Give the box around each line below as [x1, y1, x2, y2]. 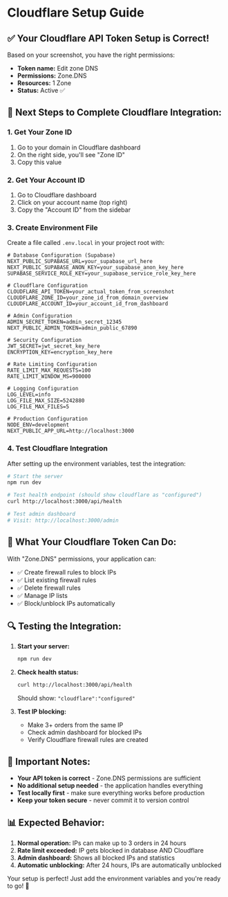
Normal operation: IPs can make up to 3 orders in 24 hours [17, 839, 187, 847]
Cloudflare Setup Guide [7, 5, 144, 21]
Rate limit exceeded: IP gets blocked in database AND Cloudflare [17, 846, 204, 854]
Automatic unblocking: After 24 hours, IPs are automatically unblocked [17, 860, 222, 869]
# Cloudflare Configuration [7, 282, 88, 289]
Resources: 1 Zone [17, 79, 71, 87]
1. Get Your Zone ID [7, 127, 73, 137]
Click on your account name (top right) [17, 198, 128, 206]
